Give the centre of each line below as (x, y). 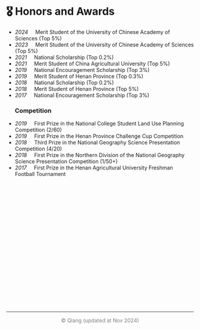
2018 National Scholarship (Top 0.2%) (64, 82)
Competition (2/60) (38, 130)
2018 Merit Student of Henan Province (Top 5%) (76, 89)
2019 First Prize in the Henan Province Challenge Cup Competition (99, 136)
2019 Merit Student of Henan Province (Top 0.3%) (79, 76)
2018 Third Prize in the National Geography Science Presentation (97, 143)
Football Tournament (40, 174)
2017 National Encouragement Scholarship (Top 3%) (82, 95)
